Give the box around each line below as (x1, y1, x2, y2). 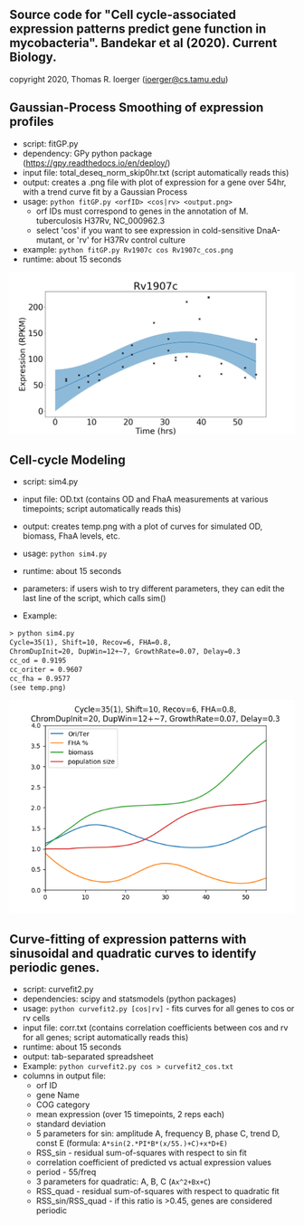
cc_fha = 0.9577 (9, 675, 71, 684)
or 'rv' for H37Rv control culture (66, 234, 185, 245)
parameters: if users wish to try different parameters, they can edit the (22, 583, 285, 594)
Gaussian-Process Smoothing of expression (9, 100, 264, 116)
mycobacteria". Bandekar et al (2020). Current (9, 35, 278, 51)
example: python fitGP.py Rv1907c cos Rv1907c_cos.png (22, 244, 233, 254)
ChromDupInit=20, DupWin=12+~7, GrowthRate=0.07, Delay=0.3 (9, 647, 242, 656)
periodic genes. (9, 960, 100, 975)
